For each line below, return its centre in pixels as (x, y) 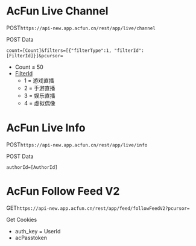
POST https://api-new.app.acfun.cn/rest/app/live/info (77, 144)
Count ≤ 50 (29, 67)
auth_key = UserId (38, 231)
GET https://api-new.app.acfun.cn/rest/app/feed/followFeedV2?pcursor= (98, 208)
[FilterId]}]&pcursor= (35, 55)
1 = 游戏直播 (39, 80)
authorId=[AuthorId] (32, 167)
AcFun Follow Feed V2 (63, 191)
